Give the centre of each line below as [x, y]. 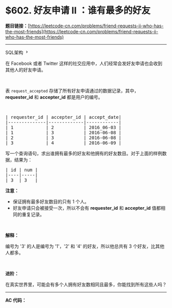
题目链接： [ [17, 26]
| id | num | [22, 170]
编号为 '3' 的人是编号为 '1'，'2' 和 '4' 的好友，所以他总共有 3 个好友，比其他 [85, 246]
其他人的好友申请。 [26, 69]
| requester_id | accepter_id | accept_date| [63, 117]
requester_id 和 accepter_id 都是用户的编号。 [54, 97]
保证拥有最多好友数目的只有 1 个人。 [51, 202]
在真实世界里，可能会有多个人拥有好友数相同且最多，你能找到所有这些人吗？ [86, 284]
